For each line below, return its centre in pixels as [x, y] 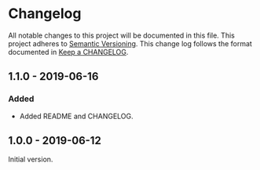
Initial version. [31, 159]
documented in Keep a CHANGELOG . [68, 52]
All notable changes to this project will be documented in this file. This [122, 35]
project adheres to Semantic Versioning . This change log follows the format [130, 43]
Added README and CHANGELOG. [76, 116]
